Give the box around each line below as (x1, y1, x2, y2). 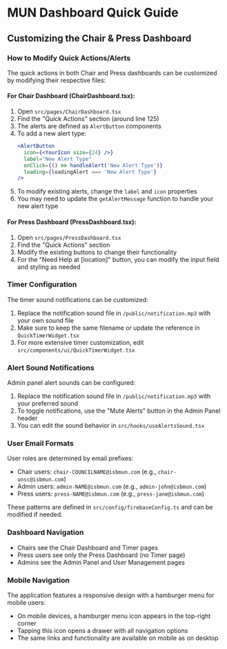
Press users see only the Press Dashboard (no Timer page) (17, 551, 186, 559)
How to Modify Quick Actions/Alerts (7, 53, 131, 63)
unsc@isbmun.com (17, 476, 64, 483)
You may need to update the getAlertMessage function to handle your (17, 195, 214, 203)
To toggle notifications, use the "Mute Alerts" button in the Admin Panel (17, 406, 221, 415)
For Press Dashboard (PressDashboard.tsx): (7, 218, 137, 226)
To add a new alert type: (17, 129, 87, 138)
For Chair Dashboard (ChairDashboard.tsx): (7, 92, 135, 100)
